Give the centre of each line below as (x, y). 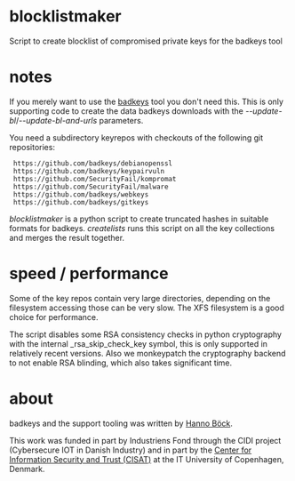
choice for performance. (54, 317)
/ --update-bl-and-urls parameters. (80, 120)
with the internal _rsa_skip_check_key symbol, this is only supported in (139, 343)
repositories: (32, 147)
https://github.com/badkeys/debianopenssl (93, 163)
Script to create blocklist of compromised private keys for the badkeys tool (146, 41)
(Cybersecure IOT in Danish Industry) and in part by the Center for (131, 450)
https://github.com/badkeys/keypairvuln (89, 171)
